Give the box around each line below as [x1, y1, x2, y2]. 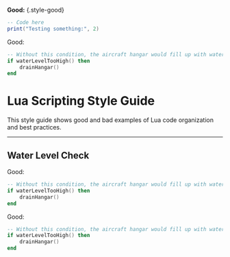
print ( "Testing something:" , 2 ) [7, 25, 99, 32]
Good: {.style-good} [7, 6, 65, 14]
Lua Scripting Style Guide [7, 93, 155, 109]
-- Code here [7, 19, 44, 26]
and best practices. [7, 123, 62, 132]
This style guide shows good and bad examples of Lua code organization [7, 116, 214, 124]
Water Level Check [7, 149, 90, 161]
